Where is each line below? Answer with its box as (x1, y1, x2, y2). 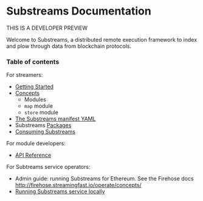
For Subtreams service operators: (6, 163, 91, 171)
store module (24, 109, 59, 116)
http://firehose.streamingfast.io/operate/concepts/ (15, 182, 142, 189)
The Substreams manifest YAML (15, 115, 96, 122)
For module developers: (6, 140, 66, 147)
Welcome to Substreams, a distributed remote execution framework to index (6, 36, 198, 43)
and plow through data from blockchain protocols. (6, 42, 132, 50)
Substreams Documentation (6, 4, 152, 18)
